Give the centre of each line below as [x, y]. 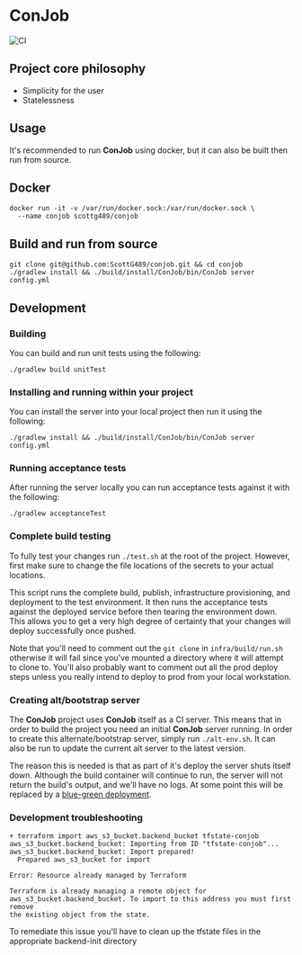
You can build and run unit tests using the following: [105, 353]
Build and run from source [84, 244]
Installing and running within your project [101, 392]
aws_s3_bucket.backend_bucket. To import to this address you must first [151, 899]
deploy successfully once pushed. [73, 630]
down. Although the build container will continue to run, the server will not [146, 775]
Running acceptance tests [68, 469]
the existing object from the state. [80, 915]
